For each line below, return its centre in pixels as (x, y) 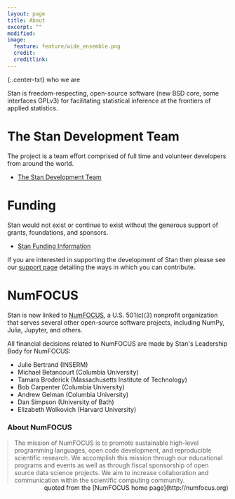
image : (17, 40)
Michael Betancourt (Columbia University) (78, 372)
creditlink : (31, 60)
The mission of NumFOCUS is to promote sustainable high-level (107, 443)
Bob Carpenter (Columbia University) (71, 387)
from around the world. (41, 163)
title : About (26, 20)
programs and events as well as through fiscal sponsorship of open (112, 465)
